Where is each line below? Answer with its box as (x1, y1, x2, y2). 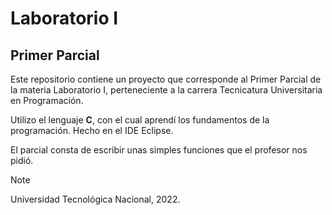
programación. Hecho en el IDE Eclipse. (10, 125, 174, 136)
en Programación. (10, 95, 84, 106)
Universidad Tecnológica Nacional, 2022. (10, 193, 181, 205)
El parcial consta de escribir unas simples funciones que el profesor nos (10, 144, 308, 156)
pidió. (10, 155, 34, 166)
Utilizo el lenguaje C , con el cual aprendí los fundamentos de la (10, 114, 270, 126)
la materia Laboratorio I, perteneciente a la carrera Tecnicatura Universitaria (10, 84, 323, 96)
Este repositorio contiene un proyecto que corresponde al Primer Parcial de (10, 73, 322, 85)
